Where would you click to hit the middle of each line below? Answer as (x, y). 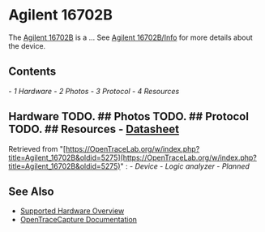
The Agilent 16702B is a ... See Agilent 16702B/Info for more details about (130, 37)
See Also (31, 191)
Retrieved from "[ (37, 148)
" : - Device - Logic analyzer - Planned (185, 166)
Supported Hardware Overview (72, 211)
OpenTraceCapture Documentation (79, 220)
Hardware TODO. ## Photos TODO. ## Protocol (129, 116)
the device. (27, 45)
